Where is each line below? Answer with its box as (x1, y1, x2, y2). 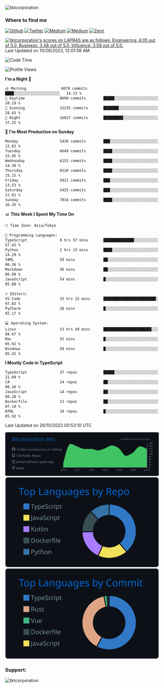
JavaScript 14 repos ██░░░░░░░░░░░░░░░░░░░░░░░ (5, 390, 159, 395)
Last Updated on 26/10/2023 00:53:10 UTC (5, 422, 92, 428)
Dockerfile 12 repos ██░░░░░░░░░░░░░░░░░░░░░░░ (5, 399, 159, 404)
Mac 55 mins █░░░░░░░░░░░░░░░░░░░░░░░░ (5, 337, 159, 342)
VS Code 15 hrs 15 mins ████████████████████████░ (5, 296, 159, 301)
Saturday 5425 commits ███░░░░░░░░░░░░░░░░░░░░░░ (5, 188, 159, 193)
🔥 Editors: (5, 292, 28, 296)
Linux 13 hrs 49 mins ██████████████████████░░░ (5, 327, 159, 332)
